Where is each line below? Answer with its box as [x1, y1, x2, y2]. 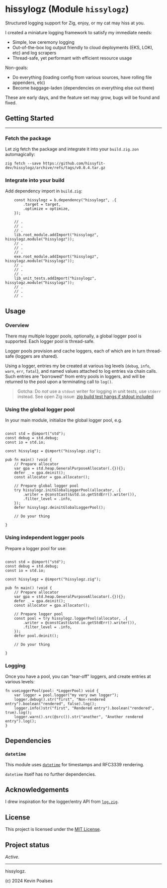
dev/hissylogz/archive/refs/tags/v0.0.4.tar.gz [5, 165, 106, 170]
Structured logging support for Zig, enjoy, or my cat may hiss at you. [5, 20, 145, 26]
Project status [5, 841, 50, 849]
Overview [5, 322, 29, 328]
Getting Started [5, 114, 54, 123]
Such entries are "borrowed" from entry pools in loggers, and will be [5, 374, 145, 380]
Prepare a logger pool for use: [5, 545, 67, 551]
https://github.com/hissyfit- [43, 161, 106, 166]
